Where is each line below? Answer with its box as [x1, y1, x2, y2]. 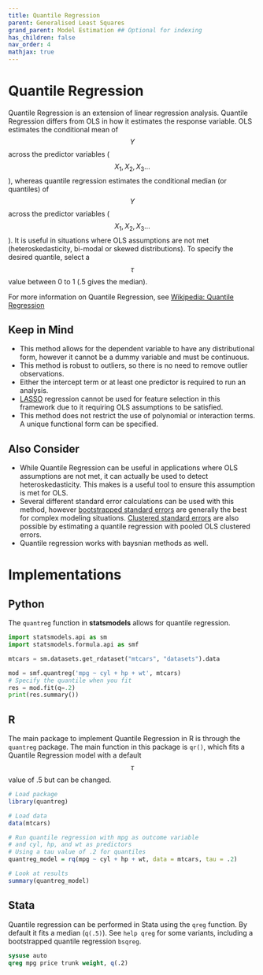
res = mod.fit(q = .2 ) [8, 684, 76, 691]
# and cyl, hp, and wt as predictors [8, 840, 132, 849]
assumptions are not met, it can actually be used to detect [19, 472, 209, 481]
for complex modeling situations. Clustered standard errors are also [19, 513, 239, 523]
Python [8, 597, 45, 610]
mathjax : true [8, 48, 55, 56]
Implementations [8, 566, 122, 584]
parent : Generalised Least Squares [8, 19, 125, 27]
